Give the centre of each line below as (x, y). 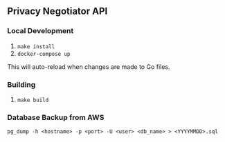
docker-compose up (44, 54)
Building (21, 84)
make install (36, 47)
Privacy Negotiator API (57, 11)
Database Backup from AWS (56, 117)
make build (33, 100)
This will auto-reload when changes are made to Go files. (89, 67)
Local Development (40, 31)
